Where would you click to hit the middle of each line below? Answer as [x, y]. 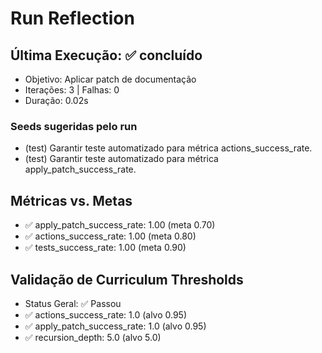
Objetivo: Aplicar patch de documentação [110, 79]
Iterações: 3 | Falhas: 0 [72, 90]
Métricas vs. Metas [71, 200]
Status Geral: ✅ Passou [73, 303]
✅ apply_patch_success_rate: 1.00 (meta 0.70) [120, 225]
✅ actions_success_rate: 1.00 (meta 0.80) [110, 236]
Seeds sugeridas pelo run [74, 126]
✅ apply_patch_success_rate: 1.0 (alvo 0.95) [115, 326]
